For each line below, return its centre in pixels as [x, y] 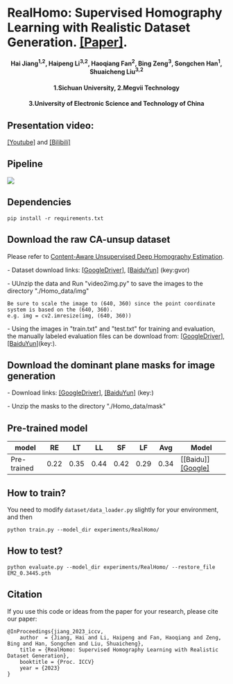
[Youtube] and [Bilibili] [39, 142]
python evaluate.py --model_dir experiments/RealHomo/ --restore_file [111, 567]
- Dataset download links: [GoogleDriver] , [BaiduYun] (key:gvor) [98, 270]
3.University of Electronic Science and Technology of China [116, 104]
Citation [25, 595]
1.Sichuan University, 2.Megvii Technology [116, 88]
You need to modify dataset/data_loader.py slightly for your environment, [113, 509]
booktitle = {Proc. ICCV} [57, 662]
